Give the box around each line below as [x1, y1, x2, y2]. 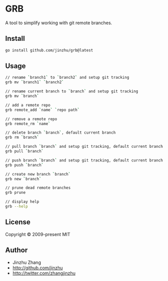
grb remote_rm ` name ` [5, 121, 51, 126]
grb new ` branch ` [5, 176, 42, 182]
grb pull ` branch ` [5, 149, 44, 154]
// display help [5, 199, 39, 204]
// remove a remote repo [5, 117, 57, 122]
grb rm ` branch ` [5, 135, 39, 140]
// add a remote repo [5, 102, 51, 107]
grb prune [5, 190, 26, 195]
